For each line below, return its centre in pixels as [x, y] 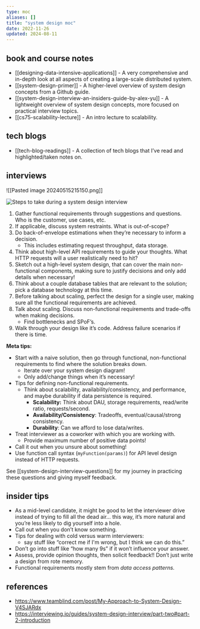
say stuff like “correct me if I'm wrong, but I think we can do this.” [104, 542]
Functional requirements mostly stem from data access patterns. [95, 568]
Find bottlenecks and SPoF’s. [59, 322]
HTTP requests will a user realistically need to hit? [76, 258]
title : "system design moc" [41, 23]
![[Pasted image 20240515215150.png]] [55, 190]
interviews [26, 176]
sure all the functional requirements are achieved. [76, 303]
